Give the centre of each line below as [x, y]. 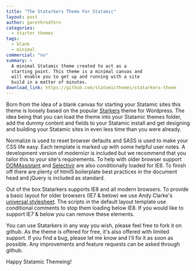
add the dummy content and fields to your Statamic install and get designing [98, 123]
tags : [13, 39]
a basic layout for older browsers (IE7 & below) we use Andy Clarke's [89, 195]
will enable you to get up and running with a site [76, 77]
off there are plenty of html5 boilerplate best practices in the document [92, 171]
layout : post [22, 17]
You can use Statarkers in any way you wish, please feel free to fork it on [94, 225]
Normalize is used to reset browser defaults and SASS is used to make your [97, 140]
